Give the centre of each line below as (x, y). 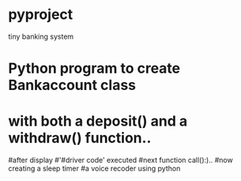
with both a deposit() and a (98, 121)
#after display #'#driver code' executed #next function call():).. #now (120, 160)
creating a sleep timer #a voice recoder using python (94, 168)
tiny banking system (41, 36)
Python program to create (94, 68)
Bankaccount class (72, 85)
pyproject (41, 15)
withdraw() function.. (80, 138)
